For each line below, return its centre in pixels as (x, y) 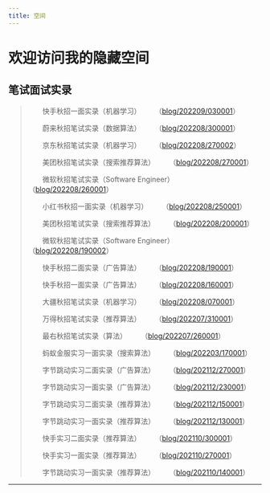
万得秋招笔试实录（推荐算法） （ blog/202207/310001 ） (140, 319)
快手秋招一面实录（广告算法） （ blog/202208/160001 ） (140, 284)
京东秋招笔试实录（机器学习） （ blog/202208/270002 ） (141, 145)
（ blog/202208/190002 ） (71, 251)
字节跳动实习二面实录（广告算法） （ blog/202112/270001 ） (146, 369)
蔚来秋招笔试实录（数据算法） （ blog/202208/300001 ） (141, 128)
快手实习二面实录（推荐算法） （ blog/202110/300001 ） (139, 438)
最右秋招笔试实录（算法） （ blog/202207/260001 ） (134, 336)
